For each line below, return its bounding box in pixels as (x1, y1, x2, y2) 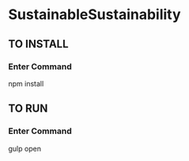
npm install (8, 79, 44, 88)
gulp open (8, 144, 42, 153)
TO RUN (8, 102, 48, 116)
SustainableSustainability (8, 6, 181, 24)
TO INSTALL (8, 37, 69, 51)
